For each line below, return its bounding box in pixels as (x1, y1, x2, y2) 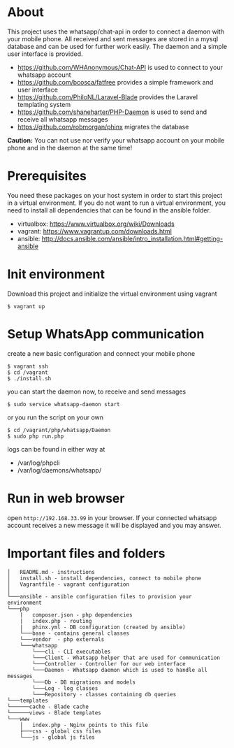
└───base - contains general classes (20, 630, 130, 637)
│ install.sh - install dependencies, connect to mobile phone (7, 575, 201, 582)
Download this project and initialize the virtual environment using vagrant (7, 289, 218, 298)
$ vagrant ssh (7, 363, 49, 370)
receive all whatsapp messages (17, 115, 108, 123)
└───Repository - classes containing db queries (32, 691, 177, 698)
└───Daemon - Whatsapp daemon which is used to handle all (32, 666, 208, 673)
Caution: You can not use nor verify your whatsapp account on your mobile (7, 136, 225, 144)
